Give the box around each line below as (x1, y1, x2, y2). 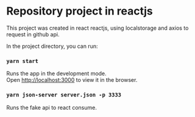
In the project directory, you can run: (6, 42, 98, 50)
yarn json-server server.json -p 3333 (6, 92, 122, 98)
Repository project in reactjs (6, 4, 154, 18)
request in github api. (6, 30, 60, 38)
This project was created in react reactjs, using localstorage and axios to (6, 24, 189, 32)
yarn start (6, 58, 38, 64)
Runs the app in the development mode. (6, 70, 107, 77)
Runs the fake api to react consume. (6, 104, 97, 111)
